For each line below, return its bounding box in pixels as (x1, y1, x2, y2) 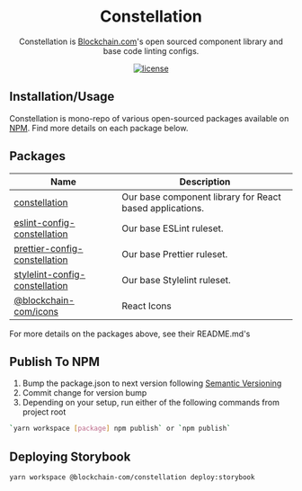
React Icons (121, 299, 173, 312)
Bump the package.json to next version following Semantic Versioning (22, 378, 282, 388)
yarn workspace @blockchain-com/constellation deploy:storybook (9, 473, 255, 482)
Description (179, 175, 231, 188)
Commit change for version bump (22, 388, 147, 398)
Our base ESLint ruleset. (121, 222, 224, 235)
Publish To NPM (9, 353, 101, 370)
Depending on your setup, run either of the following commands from (22, 397, 280, 408)
